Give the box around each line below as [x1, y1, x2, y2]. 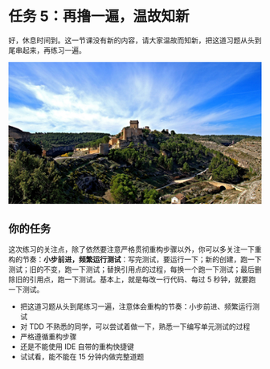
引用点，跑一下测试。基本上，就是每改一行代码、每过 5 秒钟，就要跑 [29, 274, 256, 285]
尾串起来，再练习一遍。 [8, 45, 86, 55]
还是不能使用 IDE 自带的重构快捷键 [19, 342, 134, 351]
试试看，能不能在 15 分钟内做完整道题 [19, 352, 145, 362]
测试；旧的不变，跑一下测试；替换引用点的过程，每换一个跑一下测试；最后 [8, 265, 255, 274]
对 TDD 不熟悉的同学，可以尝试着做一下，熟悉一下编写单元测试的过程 [19, 322, 251, 331]
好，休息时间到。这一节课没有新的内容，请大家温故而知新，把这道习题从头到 [8, 35, 262, 45]
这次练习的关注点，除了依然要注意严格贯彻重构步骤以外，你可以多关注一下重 [8, 245, 262, 254]
